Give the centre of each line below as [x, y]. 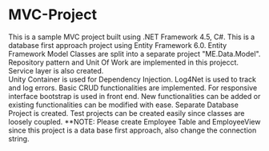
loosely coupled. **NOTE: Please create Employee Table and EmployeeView [134, 121]
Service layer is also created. [56, 70]
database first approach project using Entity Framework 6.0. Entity [118, 45]
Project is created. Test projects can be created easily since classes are [126, 113]
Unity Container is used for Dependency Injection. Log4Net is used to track [132, 79]
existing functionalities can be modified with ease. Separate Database [123, 105]
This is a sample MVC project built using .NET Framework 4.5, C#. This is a [132, 37]
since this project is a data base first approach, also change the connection [132, 130]
